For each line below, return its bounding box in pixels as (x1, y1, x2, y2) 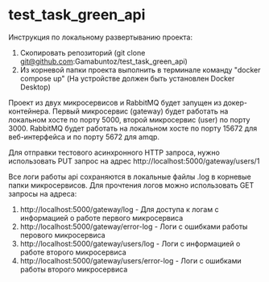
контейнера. (8, 106, 51, 116)
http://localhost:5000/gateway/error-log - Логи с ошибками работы (19, 222, 248, 231)
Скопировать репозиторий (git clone (19, 48, 146, 57)
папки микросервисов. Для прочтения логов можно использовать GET (8, 180, 255, 190)
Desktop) (19, 82, 51, 92)
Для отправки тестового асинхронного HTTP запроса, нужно (8, 147, 220, 157)
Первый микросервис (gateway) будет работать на (52, 106, 229, 116)
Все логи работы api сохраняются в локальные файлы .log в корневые (8, 172, 251, 181)
